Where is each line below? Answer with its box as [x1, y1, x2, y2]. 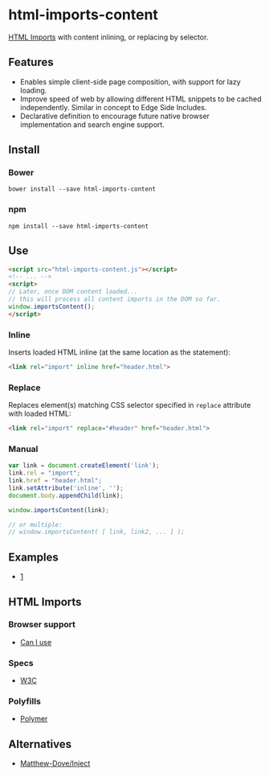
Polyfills [8, 696, 42, 707]
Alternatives [8, 737, 72, 751]
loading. [19, 85, 47, 95]
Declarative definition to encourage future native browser [19, 111, 210, 121]
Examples [8, 550, 59, 564]
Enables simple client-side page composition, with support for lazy [19, 76, 241, 86]
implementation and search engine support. [19, 119, 165, 129]
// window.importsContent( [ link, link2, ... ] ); [8, 528, 185, 536]
